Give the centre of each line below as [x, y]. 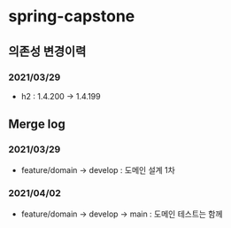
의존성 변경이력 [47, 51]
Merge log [37, 125]
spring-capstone [72, 16]
